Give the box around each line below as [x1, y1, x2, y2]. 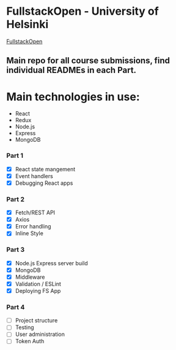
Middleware [15, 273, 45, 281]
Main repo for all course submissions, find [6, 55, 170, 66]
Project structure [15, 317, 58, 324]
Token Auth [15, 338, 45, 345]
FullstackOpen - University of [6, 4, 159, 18]
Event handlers [15, 172, 53, 179]
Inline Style [15, 230, 44, 237]
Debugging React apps [15, 179, 73, 187]
